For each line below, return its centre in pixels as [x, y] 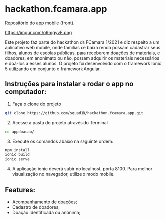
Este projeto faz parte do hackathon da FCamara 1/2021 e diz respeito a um [82, 42]
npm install [17, 150]
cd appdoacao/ [20, 132]
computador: [26, 92]
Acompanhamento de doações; [44, 202]
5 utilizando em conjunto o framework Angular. [53, 69]
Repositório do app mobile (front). [40, 23]
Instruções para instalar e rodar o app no [69, 84]
